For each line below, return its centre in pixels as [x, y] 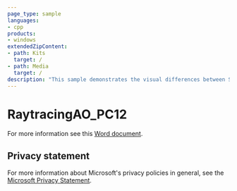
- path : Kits [26, 54]
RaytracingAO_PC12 [67, 114]
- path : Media [28, 66]
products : [22, 33]
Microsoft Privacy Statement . [49, 180]
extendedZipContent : [38, 47]
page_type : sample [34, 14]
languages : [23, 20]
